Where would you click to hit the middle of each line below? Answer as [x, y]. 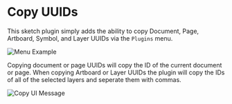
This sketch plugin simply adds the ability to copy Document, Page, [103, 31]
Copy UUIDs [43, 12]
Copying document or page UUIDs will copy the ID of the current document [115, 65]
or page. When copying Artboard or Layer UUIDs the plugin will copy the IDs [116, 72]
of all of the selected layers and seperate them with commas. [94, 79]
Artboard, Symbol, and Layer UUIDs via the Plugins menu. [90, 38]
